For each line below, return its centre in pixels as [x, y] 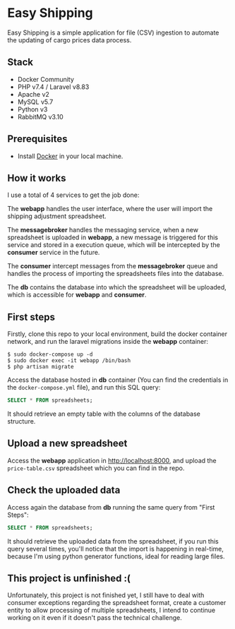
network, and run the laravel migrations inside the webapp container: [108, 342]
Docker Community [46, 79]
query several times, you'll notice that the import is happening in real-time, [115, 549]
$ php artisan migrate [41, 367]
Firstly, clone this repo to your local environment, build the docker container [117, 334]
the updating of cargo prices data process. [70, 40]
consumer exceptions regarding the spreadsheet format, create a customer [117, 603]
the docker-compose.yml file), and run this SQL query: [84, 388]
